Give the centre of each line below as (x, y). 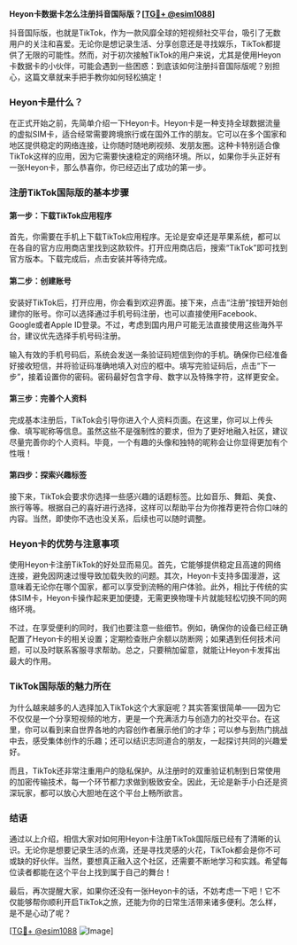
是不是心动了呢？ (40, 913)
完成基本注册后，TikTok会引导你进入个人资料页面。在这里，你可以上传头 (141, 419)
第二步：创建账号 (40, 281)
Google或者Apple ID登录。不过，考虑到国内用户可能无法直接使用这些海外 (142, 324)
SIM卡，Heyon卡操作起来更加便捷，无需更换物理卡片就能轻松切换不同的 (148, 598)
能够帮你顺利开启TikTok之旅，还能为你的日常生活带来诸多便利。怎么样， (148, 902)
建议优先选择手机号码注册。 (75, 335)
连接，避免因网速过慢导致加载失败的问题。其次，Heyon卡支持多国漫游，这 (145, 576)
